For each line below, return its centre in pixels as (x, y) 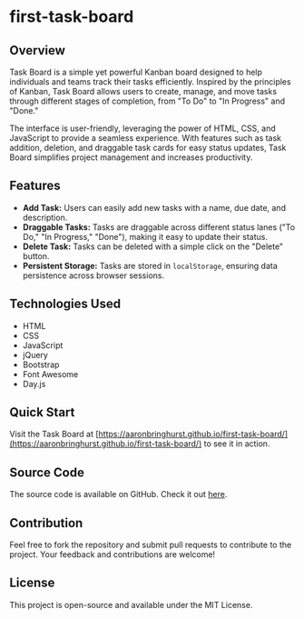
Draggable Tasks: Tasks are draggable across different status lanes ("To (159, 227)
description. (45, 217)
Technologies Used (65, 304)
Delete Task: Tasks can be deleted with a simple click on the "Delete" (153, 246)
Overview (38, 50)
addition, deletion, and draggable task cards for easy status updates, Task (148, 148)
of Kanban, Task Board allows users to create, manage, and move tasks (143, 91)
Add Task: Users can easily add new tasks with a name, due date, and (154, 207)
